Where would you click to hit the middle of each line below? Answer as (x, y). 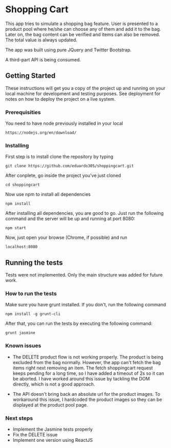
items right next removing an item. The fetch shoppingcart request (83, 368)
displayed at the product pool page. (50, 405)
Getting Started (30, 76)
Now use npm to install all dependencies (48, 194)
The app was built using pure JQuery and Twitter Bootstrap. (68, 50)
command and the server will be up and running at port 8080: (70, 219)
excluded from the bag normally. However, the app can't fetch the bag (87, 362)
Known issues (23, 346)
